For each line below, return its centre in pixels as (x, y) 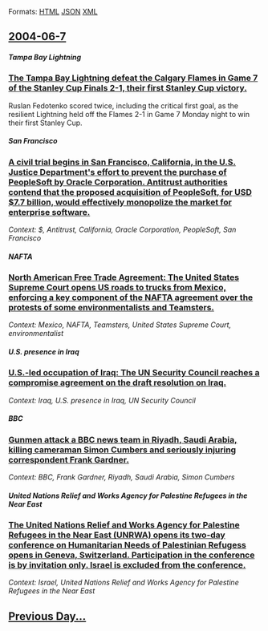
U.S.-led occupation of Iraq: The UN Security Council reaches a (134, 373)
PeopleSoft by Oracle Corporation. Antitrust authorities (118, 182)
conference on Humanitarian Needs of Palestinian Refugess (127, 545)
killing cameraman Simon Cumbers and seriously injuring (122, 450)
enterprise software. (49, 212)
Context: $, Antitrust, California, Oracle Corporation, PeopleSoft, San (122, 230)
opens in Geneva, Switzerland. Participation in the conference (132, 555)
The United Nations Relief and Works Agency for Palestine (124, 525)
